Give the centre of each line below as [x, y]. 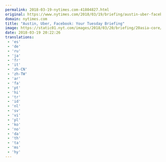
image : [12, 28]
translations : [20, 38]
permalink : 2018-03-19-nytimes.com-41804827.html [57, 10]
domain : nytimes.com [26, 19]
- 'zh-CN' [17, 70]
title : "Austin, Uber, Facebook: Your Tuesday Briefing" [65, 23]
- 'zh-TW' [17, 74]
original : [15, 14]
